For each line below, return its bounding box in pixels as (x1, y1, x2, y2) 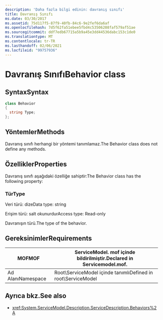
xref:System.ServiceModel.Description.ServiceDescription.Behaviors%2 (12, 304, 157, 310)
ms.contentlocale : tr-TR (5, 39, 55, 44)
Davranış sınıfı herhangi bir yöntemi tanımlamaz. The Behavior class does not (5, 141, 158, 146)
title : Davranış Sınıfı (5, 12, 53, 17)
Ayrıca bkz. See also (5, 292, 66, 300)
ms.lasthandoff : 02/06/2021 (5, 43, 62, 48)
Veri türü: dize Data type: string (5, 201, 66, 207)
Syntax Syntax (5, 88, 49, 96)
